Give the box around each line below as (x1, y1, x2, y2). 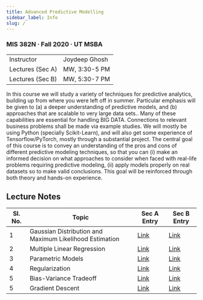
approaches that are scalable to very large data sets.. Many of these (6, 110, 176, 117)
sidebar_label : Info (6, 15, 59, 21)
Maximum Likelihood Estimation (29, 235, 120, 243)
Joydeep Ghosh (63, 55, 109, 64)
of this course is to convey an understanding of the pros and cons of (6, 142, 177, 149)
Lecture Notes (6, 192, 61, 202)
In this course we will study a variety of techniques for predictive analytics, (6, 90, 193, 98)
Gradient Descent (29, 284, 80, 293)
